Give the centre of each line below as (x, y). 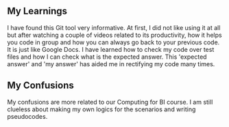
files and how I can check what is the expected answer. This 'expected (107, 57)
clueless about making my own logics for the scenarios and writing (101, 109)
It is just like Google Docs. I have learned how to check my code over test (111, 49)
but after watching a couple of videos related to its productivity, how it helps (114, 35)
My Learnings (37, 11)
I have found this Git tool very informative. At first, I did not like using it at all (114, 27)
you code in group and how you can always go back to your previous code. (113, 42)
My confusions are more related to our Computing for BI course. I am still (110, 102)
